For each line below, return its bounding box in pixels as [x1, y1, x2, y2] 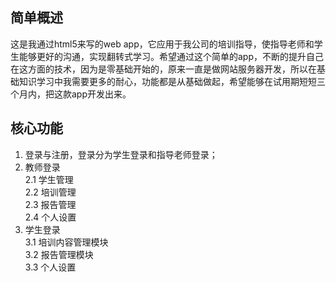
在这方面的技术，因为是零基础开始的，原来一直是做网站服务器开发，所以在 [10, 63, 317, 75]
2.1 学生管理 [24, 173, 74, 185]
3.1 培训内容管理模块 [24, 236, 109, 248]
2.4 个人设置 [24, 211, 77, 223]
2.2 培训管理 [24, 186, 77, 198]
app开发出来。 [71, 88, 132, 100]
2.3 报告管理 [24, 198, 77, 210]
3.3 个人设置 [24, 261, 77, 273]
